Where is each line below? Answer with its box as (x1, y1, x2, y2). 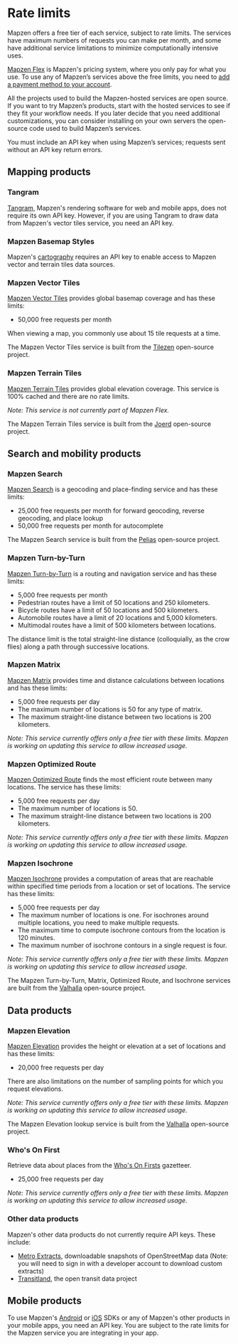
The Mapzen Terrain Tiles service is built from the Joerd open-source (7, 420, 212, 428)
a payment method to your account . (7, 80, 112, 88)
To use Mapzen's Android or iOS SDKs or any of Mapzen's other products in (7, 1313, 230, 1322)
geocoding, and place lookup (17, 514, 104, 523)
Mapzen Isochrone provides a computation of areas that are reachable (7, 875, 214, 883)
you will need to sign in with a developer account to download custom (17, 1259, 222, 1267)
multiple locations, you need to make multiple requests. (17, 919, 180, 927)
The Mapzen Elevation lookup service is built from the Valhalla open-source (7, 1120, 229, 1129)
